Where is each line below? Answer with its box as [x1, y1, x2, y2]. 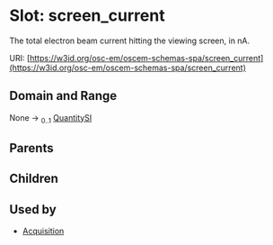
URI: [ [9, 52, 31, 63]
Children [9, 171, 58, 186]
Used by [9, 202, 57, 217]
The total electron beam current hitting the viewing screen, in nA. [9, 35, 251, 46]
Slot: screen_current [9, 5, 165, 26]
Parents [9, 141, 54, 156]
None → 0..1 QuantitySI [9, 112, 92, 125]
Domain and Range [9, 88, 118, 104]
